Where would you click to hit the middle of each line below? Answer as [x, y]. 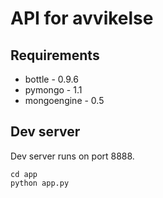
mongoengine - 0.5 [64, 100]
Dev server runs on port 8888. [72, 156]
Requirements [55, 55]
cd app [24, 174]
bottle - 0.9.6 [51, 79]
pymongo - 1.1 [53, 90]
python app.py [40, 183]
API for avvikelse [82, 18]
